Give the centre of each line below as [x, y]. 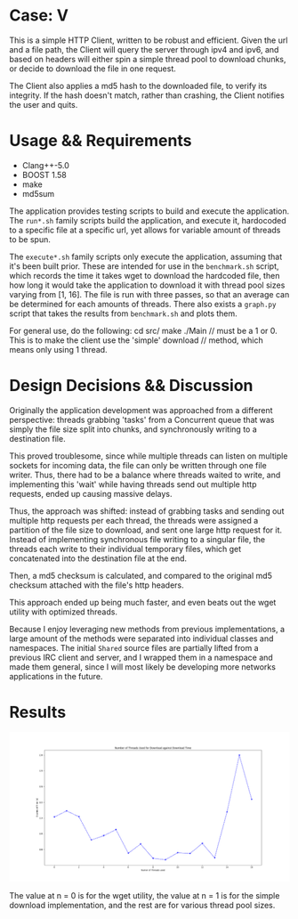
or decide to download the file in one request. [93, 69]
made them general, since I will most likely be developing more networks [142, 667]
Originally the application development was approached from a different [141, 410]
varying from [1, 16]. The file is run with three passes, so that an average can [149, 294]
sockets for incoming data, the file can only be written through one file [138, 465]
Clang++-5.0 [45, 165]
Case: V [39, 16]
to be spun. [30, 239]
